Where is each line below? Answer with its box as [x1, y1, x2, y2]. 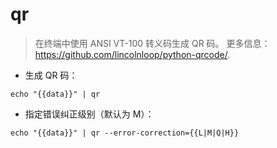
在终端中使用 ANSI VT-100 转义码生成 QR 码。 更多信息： [34, 37, 271, 49]
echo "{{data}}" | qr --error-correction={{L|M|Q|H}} [10, 128, 240, 138]
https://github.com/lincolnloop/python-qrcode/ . [34, 48, 231, 60]
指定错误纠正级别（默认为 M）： [24, 108, 155, 120]
